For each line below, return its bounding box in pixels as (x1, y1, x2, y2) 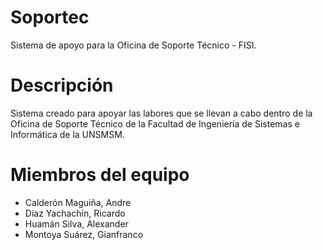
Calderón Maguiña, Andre (24, 196, 132, 208)
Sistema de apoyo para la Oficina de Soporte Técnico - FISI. (10, 39, 257, 51)
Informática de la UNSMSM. (10, 128, 125, 140)
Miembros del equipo (10, 164, 190, 186)
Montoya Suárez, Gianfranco (24, 228, 144, 240)
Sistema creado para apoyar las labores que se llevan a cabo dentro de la (10, 107, 313, 119)
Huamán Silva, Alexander (24, 217, 129, 230)
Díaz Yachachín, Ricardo (24, 207, 126, 219)
